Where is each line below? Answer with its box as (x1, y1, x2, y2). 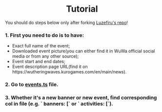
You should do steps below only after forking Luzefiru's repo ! (5, 20, 128, 25)
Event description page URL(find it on (12, 64, 88, 69)
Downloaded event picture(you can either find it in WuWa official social (12, 48, 155, 54)
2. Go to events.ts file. (5, 81, 59, 88)
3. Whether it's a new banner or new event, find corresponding (5, 94, 157, 101)
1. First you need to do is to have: (5, 32, 84, 39)
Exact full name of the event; (12, 43, 70, 49)
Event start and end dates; (12, 59, 65, 65)
